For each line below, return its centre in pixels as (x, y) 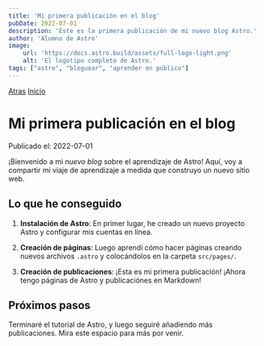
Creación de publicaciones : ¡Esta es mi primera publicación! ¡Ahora (133, 271)
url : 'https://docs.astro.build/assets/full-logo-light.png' (127, 53)
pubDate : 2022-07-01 (43, 23)
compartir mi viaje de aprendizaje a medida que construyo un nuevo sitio (129, 170)
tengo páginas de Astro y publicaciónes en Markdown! (111, 280)
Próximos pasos (49, 305)
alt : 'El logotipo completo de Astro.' (90, 61)
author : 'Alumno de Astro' (54, 38)
